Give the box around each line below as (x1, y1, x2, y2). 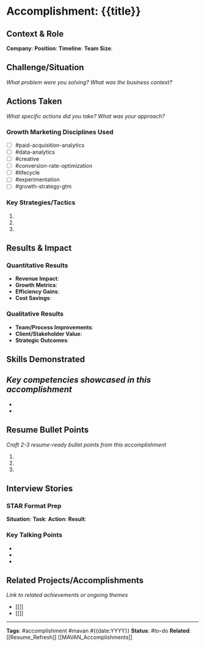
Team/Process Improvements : (15, 323, 93, 331)
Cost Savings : (15, 295, 52, 302)
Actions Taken (6, 96, 62, 107)
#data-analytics (15, 148, 55, 155)
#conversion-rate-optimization (15, 162, 93, 170)
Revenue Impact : (15, 275, 59, 282)
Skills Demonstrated (6, 354, 85, 365)
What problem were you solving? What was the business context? (6, 78, 173, 86)
